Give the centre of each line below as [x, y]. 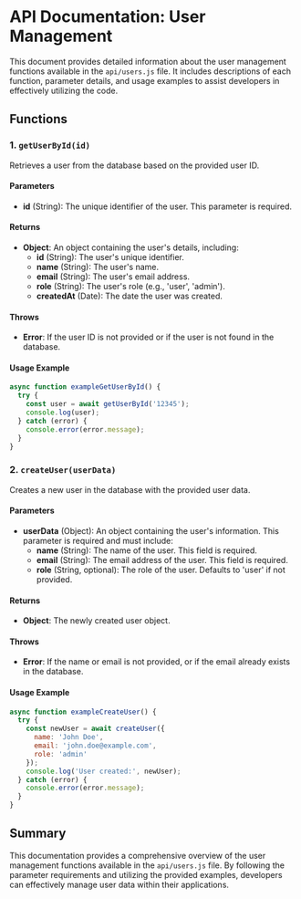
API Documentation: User [108, 17]
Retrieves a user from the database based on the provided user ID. [135, 165]
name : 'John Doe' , [68, 737]
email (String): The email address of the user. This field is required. [162, 559]
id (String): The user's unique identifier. [110, 257]
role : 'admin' [61, 754]
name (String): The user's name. [98, 267]
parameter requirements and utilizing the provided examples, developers [146, 874]
